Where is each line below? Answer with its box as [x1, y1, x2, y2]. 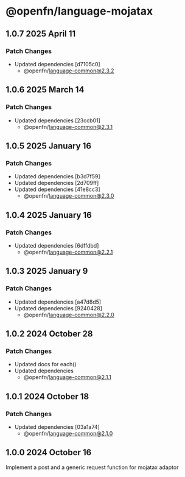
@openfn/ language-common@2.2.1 [23, 248, 113, 256]
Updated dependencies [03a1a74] [14, 423, 100, 430]
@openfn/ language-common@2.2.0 [23, 311, 115, 318]
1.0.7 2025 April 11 [5, 29, 76, 39]
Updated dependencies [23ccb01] [14, 117, 101, 124]
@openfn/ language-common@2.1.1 [23, 374, 112, 381]
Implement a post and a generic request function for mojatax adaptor [5, 464, 179, 471]
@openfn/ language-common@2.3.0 [23, 192, 114, 200]
